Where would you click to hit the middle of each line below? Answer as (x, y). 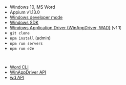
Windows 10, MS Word (32, 7)
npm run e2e (22, 49)
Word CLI (19, 67)
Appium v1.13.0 (25, 12)
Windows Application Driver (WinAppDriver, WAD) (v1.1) (66, 28)
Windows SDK (24, 22)
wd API (17, 77)
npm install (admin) (30, 38)
